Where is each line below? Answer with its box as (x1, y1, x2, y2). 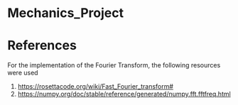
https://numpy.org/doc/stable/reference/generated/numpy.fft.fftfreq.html (17, 90, 231, 99)
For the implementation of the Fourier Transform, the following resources (7, 61, 221, 70)
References (7, 38, 77, 54)
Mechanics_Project (7, 5, 124, 21)
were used (7, 69, 38, 77)
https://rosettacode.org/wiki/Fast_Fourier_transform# (17, 82, 174, 91)
